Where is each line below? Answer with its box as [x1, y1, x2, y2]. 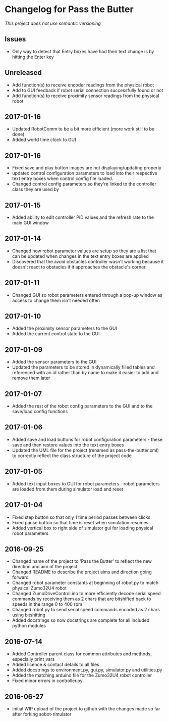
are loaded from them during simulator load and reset [12, 486, 124, 492]
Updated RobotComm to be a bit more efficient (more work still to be [12, 126, 155, 132]
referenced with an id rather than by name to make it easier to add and [12, 370, 159, 376]
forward [12, 574, 29, 580]
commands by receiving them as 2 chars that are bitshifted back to [12, 596, 151, 602]
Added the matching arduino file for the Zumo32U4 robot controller [12, 672, 152, 679]
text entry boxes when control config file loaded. [12, 175, 114, 182]
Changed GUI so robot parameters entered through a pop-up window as [12, 292, 162, 298]
